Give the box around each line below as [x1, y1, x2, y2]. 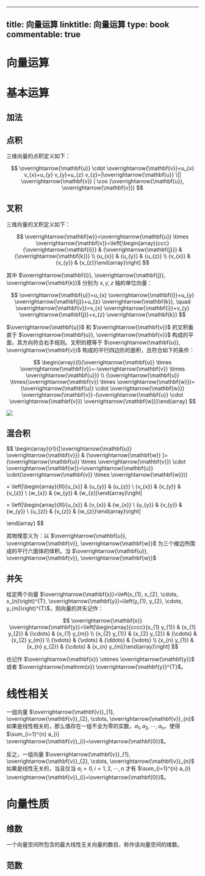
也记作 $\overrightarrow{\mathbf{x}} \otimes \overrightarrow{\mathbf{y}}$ [6, 655, 195, 663]
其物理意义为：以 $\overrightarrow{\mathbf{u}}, [6, 532, 127, 539]
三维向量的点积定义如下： [6, 152, 71, 160]
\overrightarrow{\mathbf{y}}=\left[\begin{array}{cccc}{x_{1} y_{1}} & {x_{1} [9, 624, 196, 631]
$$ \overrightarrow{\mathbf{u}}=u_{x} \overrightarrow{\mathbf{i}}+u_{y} [10, 291, 195, 298]
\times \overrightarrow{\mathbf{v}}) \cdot [81, 458, 186, 465]
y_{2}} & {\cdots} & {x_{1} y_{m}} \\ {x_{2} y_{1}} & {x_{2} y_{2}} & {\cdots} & [8, 630, 197, 638]
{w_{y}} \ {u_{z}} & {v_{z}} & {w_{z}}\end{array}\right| [6, 507, 142, 515]
